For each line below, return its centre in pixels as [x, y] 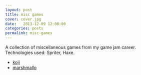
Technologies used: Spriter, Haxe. [40, 52]
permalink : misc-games [29, 33]
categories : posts [24, 28]
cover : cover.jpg [23, 19]
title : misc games [24, 14]
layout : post [19, 10]
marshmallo [24, 67]
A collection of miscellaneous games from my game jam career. [71, 47]
